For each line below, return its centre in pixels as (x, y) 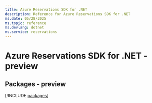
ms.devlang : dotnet (25, 28)
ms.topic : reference (26, 23)
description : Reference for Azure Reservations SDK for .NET (68, 14)
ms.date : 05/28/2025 (26, 18)
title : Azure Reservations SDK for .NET (46, 9)
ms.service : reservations (31, 32)
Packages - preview (35, 84)
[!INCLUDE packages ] (27, 96)
